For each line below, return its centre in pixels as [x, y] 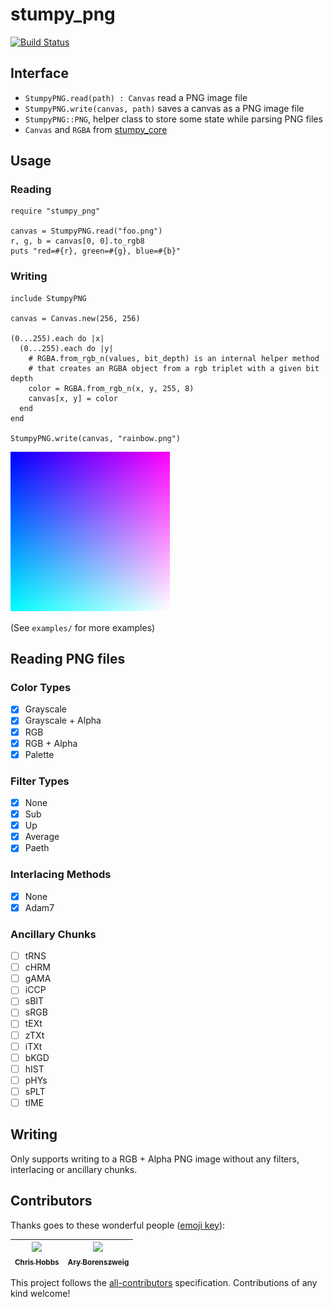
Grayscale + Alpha [63, 720]
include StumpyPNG [48, 298]
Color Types [41, 688]
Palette [39, 754]
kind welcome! [40, 1294]
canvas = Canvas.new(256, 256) [75, 318]
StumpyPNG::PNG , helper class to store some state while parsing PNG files [173, 119]
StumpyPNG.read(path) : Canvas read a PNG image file [136, 97]
